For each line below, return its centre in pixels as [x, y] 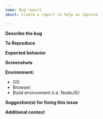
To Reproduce [20, 43]
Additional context [25, 112]
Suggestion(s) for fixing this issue [42, 102]
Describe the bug [24, 33]
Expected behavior [25, 53]
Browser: [22, 87]
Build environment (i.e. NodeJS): [46, 92]
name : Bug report [23, 10]
